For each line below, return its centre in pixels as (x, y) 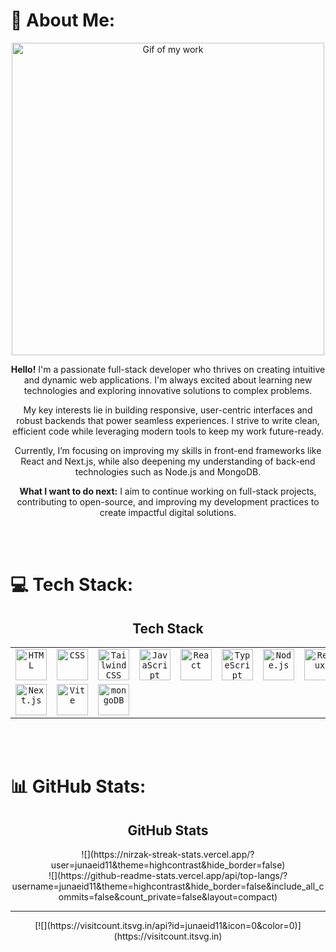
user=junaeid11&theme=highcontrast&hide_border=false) (168, 865)
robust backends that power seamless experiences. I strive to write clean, (168, 420)
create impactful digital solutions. (168, 512)
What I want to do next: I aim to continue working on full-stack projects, (168, 491)
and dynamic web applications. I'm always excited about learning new (168, 380)
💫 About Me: (63, 20)
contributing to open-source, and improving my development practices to (168, 501)
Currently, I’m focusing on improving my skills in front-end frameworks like (168, 450)
